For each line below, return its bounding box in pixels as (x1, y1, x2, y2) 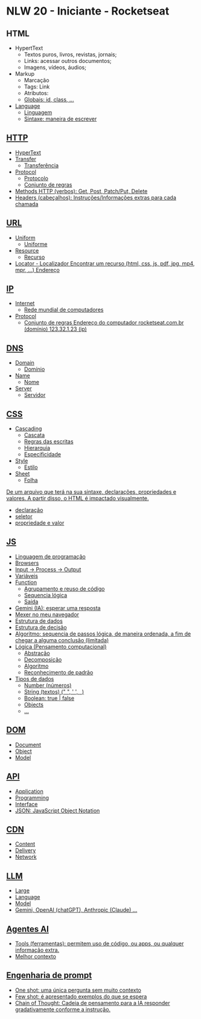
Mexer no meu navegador (14, 611, 80, 618)
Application (14, 788, 44, 795)
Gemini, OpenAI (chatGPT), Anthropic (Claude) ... (14, 906, 138, 914)
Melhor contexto (14, 952, 56, 960)
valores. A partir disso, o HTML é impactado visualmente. (6, 495, 149, 502)
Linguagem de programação (14, 553, 86, 560)
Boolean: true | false (24, 694, 74, 702)
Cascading (14, 425, 42, 433)
